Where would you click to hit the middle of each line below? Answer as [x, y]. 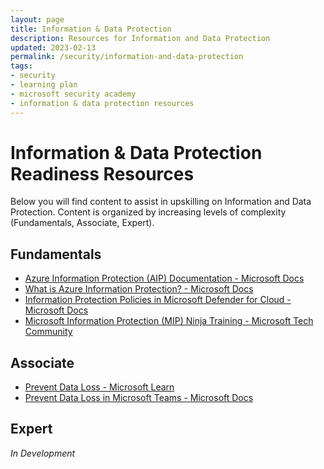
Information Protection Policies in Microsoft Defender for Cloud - [158, 300]
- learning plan [44, 85]
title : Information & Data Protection [91, 29]
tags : [21, 66]
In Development [43, 453]
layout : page [37, 19]
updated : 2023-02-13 [53, 47]
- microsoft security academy [73, 94]
